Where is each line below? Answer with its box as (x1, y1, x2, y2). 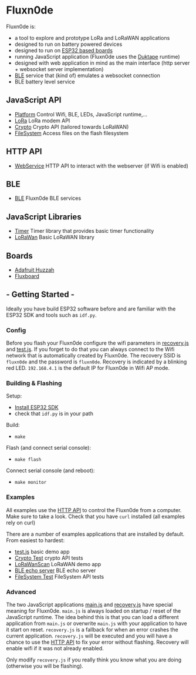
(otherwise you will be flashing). (6, 663, 84, 669)
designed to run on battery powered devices (14, 41, 123, 48)
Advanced (6, 587, 36, 596)
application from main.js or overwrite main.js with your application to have (6, 620, 187, 627)
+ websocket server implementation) (14, 65, 104, 72)
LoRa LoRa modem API (14, 117, 70, 124)
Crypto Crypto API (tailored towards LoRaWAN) (14, 123, 129, 130)
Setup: (6, 392, 22, 400)
